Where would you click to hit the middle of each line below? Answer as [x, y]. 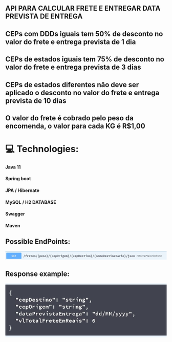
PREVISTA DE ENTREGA [44, 17]
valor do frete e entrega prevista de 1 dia [71, 42]
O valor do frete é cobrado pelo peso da [70, 118]
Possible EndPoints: [38, 242]
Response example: [38, 274]
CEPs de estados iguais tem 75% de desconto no [85, 59]
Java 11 [13, 167]
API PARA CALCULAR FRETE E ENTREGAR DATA [83, 8]
